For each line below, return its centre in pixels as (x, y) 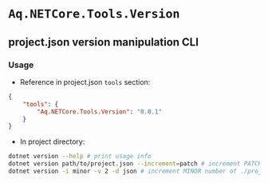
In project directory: (52, 141)
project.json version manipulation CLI (104, 42)
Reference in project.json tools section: (85, 82)
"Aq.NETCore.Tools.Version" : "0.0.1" (99, 111)
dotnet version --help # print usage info (80, 157)
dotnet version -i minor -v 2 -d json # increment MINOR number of (123, 171)
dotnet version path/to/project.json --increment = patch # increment (124, 164)
